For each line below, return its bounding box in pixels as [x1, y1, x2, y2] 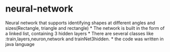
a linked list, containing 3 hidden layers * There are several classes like [5, 30, 154, 36]
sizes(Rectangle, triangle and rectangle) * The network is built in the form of [5, 25, 165, 31]
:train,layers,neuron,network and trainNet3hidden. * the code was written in [5, 36, 164, 42]
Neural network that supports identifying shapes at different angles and [5, 20, 155, 26]
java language [5, 41, 35, 47]
